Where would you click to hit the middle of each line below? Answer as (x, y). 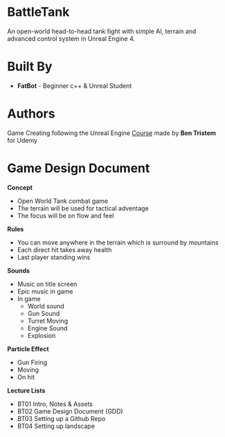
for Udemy (22, 140)
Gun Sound (44, 313)
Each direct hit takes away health (64, 249)
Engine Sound (47, 328)
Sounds (18, 270)
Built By (30, 67)
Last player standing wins (54, 257)
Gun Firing (32, 362)
